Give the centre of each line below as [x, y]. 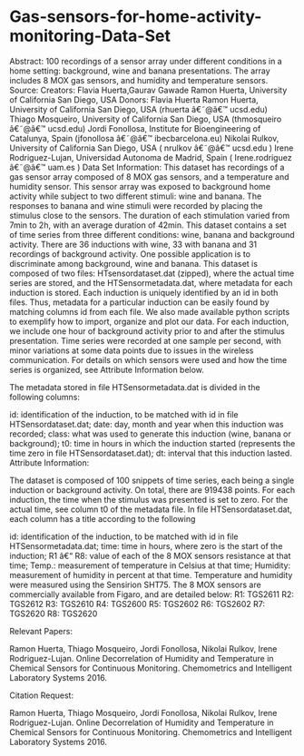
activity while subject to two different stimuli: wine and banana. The [136, 196]
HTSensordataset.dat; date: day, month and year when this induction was [147, 424]
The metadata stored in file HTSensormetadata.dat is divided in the [135, 387]
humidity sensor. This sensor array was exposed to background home [140, 186]
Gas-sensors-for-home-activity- [136, 17]
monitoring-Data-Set [90, 36]
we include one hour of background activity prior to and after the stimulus [147, 331]
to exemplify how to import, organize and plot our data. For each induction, [149, 321]
